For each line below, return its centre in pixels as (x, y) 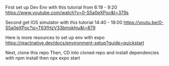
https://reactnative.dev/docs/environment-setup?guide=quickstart (75, 43)
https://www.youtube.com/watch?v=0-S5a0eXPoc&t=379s (67, 13)
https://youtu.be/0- (144, 22)
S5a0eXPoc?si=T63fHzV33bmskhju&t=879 (50, 28)
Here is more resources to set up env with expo (55, 38)
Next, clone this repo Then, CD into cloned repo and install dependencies (82, 53)
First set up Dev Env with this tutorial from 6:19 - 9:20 (61, 7)
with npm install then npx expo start (43, 58)
